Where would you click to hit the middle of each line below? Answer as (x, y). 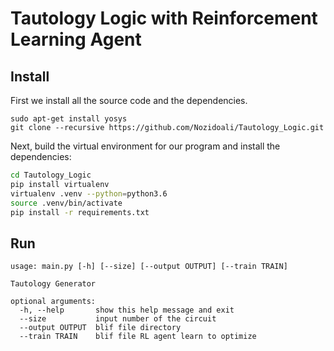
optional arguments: (53, 302)
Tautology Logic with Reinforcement (164, 18)
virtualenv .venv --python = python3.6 (89, 193)
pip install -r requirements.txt (80, 212)
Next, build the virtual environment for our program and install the (145, 146)
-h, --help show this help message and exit (127, 310)
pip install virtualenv (60, 184)
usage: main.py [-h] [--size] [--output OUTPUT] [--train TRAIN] (149, 267)
